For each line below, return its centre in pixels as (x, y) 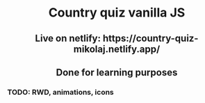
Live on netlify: (68, 38)
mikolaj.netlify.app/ (117, 49)
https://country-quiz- (150, 38)
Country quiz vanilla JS (117, 13)
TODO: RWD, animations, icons (61, 92)
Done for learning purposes (117, 72)
